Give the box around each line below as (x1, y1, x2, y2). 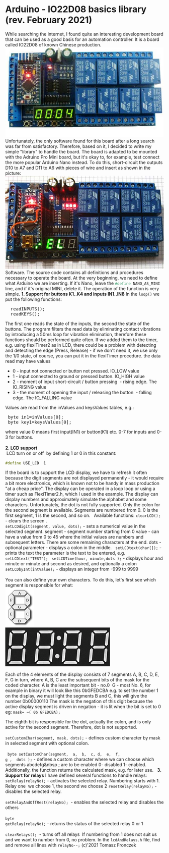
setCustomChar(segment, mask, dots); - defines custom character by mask (5, 735, 161, 741)
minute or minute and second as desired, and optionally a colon (5, 561, 137, 567)
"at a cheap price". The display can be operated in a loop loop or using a (5, 486, 155, 492)
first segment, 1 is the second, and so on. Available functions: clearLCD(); (5, 512, 161, 518)
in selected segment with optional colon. (5, 740, 90, 747)
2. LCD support (5, 445, 38, 451)
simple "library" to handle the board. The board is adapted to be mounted (5, 149, 157, 155)
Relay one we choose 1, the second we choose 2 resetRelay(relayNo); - (5, 783, 157, 789)
